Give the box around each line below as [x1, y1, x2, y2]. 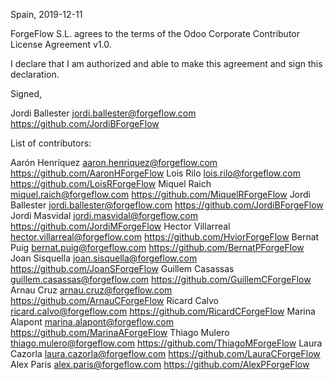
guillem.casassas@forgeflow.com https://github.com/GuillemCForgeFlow [10, 274, 312, 285]
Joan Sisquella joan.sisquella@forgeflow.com [10, 252, 198, 264]
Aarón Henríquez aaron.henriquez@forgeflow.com [10, 157, 218, 168]
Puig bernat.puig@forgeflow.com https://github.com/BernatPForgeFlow [10, 242, 305, 253]
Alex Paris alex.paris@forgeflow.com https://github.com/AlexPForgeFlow [10, 359, 310, 370]
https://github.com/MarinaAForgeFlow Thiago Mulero [10, 327, 230, 338]
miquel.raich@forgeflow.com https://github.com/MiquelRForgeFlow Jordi [10, 189, 312, 200]
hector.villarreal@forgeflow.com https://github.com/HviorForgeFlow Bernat [10, 231, 320, 243]
